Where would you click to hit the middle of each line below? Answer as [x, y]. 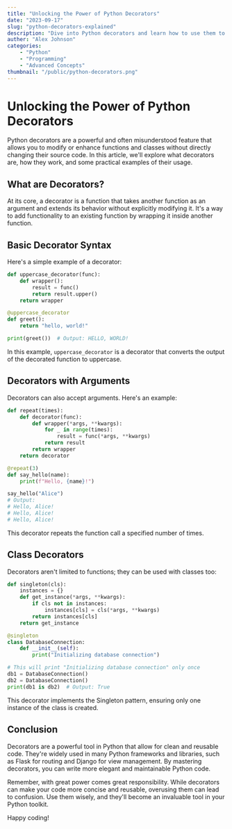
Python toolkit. [28, 804]
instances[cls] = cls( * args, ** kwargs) [102, 610]
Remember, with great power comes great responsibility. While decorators [114, 782]
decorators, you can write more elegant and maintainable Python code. [109, 768]
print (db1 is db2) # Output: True [59, 687]
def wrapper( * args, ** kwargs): [77, 424]
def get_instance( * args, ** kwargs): [73, 597]
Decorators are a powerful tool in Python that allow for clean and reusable [113, 746]
